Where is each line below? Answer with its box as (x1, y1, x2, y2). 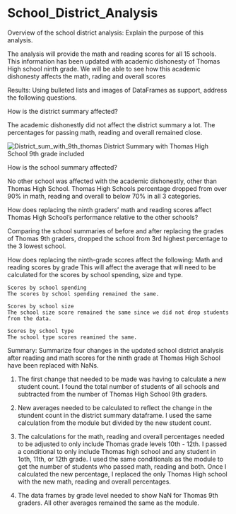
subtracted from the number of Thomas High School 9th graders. (17, 390, 208, 398)
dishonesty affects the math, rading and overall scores (7, 72, 166, 81)
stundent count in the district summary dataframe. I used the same (17, 411, 212, 419)
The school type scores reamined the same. (7, 334, 138, 341)
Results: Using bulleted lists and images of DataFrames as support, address (7, 86, 228, 94)
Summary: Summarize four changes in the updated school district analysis (7, 346, 224, 354)
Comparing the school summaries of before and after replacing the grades (7, 226, 224, 235)
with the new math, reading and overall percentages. (17, 477, 172, 486)
